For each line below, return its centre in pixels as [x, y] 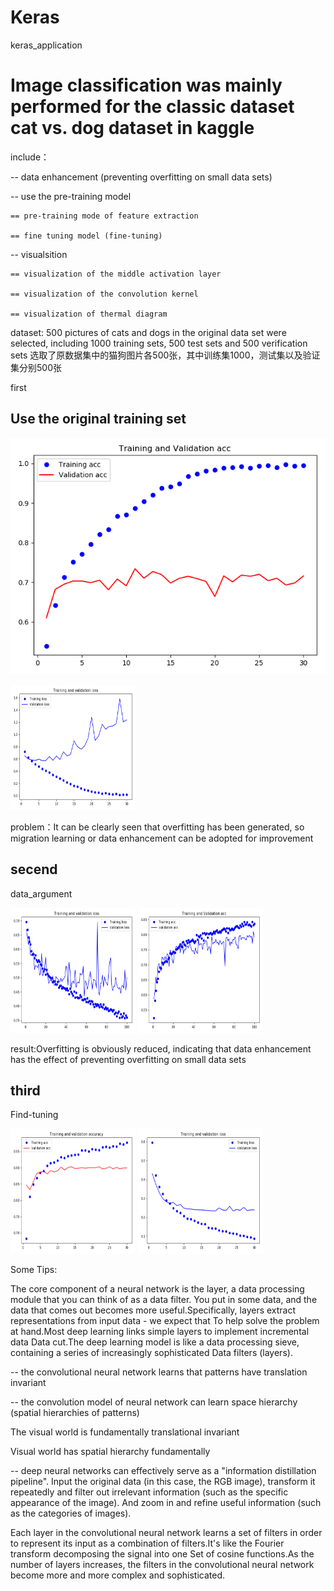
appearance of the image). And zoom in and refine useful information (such [166, 1503]
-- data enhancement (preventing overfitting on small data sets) [141, 177]
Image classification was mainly [146, 85]
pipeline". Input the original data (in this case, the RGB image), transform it [163, 1482]
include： [30, 157]
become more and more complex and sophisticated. [118, 1575]
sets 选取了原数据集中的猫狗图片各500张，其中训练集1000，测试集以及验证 [165, 355]
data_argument [41, 893]
